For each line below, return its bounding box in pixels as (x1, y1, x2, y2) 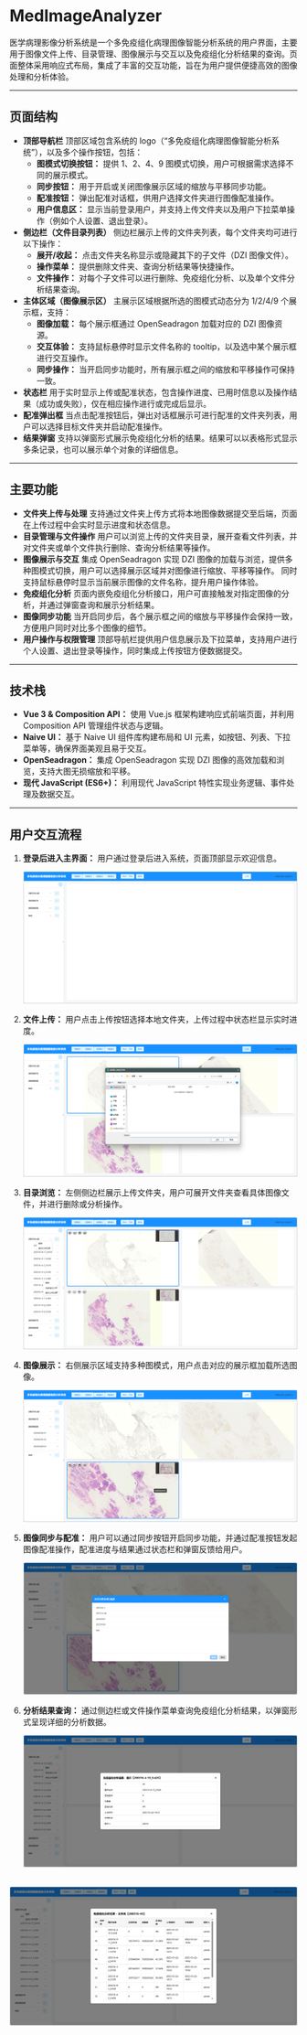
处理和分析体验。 (9, 70, 74, 82)
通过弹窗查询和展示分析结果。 (47, 599, 160, 610)
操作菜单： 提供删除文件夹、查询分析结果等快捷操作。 (36, 261, 239, 272)
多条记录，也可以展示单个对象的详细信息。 (22, 444, 184, 455)
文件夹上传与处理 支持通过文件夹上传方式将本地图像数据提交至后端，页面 (22, 508, 298, 519)
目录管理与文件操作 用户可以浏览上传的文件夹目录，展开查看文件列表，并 (22, 530, 298, 541)
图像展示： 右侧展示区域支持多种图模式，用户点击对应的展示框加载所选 (22, 1359, 290, 1370)
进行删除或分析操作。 (47, 1198, 128, 1209)
